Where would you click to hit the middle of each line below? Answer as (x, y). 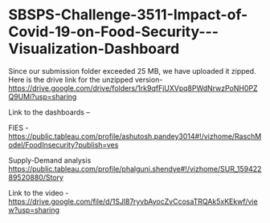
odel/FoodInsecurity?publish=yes (63, 144)
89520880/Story (36, 177)
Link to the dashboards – (49, 112)
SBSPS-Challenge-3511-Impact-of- (128, 15)
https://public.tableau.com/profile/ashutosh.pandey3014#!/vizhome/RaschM (135, 136)
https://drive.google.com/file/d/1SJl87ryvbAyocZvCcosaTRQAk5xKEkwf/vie (133, 201)
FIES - (18, 128)
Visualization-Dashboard (94, 49)
